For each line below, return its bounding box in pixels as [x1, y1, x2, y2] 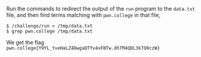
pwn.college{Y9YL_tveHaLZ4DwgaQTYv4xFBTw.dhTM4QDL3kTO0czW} [6, 45, 161, 51]
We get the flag [6, 39, 45, 46]
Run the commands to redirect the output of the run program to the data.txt [6, 5, 196, 12]
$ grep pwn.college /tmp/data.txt [6, 28, 93, 34]
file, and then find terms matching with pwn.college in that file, [6, 11, 161, 19]
